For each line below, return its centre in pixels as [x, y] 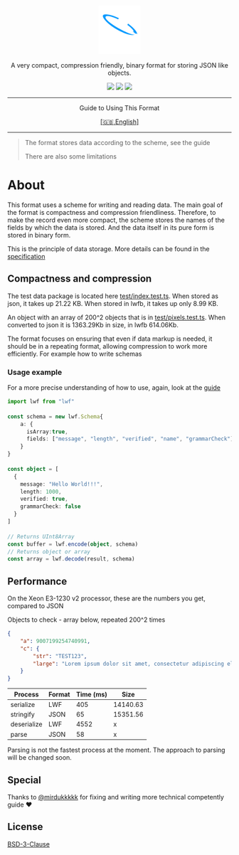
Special [24, 780]
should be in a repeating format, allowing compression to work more [107, 346]
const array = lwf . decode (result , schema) [71, 559]
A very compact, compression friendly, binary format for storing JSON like [119, 65]
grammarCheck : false [51, 506]
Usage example [35, 372]
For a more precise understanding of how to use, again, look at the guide [114, 388]
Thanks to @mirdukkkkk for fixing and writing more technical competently [116, 797]
